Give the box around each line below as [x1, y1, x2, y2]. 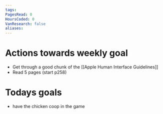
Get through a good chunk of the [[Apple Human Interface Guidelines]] [12, 64, 158, 70]
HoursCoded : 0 [5, 16, 35, 21]
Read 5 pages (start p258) [12, 69, 67, 75]
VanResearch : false [5, 21, 46, 26]
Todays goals [5, 87, 62, 98]
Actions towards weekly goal [5, 47, 128, 59]
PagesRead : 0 [5, 12, 32, 17]
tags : [5, 7, 16, 12]
